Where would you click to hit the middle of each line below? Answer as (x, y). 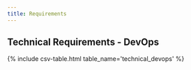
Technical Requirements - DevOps (83, 42)
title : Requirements (37, 14)
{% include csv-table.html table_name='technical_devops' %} (96, 59)
